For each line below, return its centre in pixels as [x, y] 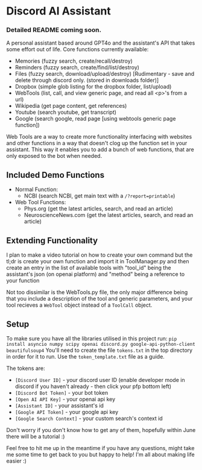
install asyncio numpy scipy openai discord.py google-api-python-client [101, 344]
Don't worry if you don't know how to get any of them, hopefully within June [101, 430]
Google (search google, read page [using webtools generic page [95, 119]
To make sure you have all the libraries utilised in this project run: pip [92, 338]
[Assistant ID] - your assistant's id [59, 406]
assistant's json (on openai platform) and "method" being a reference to [96, 274]
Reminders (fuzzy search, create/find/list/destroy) [77, 67]
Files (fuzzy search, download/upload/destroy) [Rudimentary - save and [105, 74]
